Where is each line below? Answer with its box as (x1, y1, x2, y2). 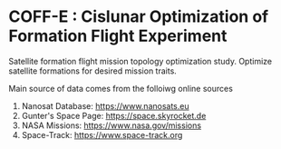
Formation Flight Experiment (8, 25, 228, 46)
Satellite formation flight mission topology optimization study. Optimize (8, 55, 273, 66)
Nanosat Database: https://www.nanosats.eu (21, 100, 189, 111)
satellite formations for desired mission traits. (8, 65, 178, 76)
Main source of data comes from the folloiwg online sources (8, 83, 233, 94)
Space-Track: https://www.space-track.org (21, 129, 183, 140)
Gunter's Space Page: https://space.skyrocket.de (21, 110, 207, 121)
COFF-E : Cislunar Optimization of (8, 6, 269, 27)
